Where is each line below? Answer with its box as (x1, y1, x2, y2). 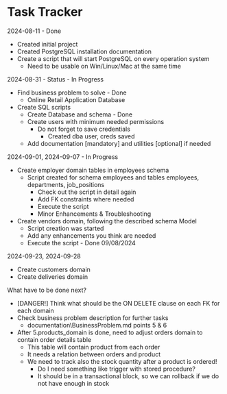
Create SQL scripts (16, 103, 71, 111)
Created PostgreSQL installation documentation (16, 47, 152, 56)
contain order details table (16, 335, 91, 343)
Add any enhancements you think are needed (27, 231, 156, 240)
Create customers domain (16, 265, 91, 273)
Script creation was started (27, 224, 104, 232)
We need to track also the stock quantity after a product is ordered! (27, 357, 217, 365)
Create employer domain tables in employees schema (16, 166, 169, 174)
